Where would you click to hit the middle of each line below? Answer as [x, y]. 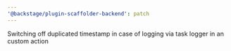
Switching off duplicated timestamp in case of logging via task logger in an [115, 34]
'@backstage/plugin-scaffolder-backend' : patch [79, 14]
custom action [28, 41]
